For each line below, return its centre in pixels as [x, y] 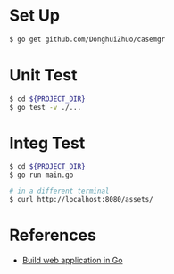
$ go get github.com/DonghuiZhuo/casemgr [87, 39]
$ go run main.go [41, 175]
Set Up [35, 16]
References [53, 235]
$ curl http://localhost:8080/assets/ [81, 200]
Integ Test [47, 143]
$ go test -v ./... [46, 107]
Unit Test [43, 75]
